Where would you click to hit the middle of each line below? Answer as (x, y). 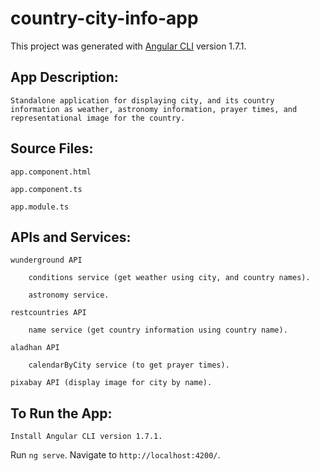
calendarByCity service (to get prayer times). (129, 365)
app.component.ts (46, 189)
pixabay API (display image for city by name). (111, 383)
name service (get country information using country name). (158, 330)
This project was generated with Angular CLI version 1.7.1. (128, 46)
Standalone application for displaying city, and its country (142, 100)
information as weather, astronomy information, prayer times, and (154, 109)
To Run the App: (61, 413)
